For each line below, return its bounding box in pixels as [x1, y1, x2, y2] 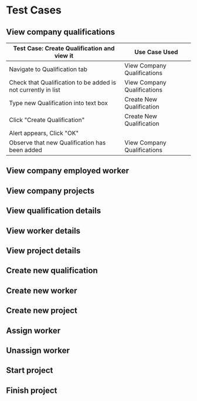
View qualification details [6, 206, 101, 216]
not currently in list [9, 86, 60, 94]
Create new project [6, 306, 77, 316]
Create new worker [6, 285, 77, 295]
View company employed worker [6, 166, 129, 176]
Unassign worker [6, 345, 70, 355]
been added [9, 146, 42, 154]
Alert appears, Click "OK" [9, 129, 79, 137]
